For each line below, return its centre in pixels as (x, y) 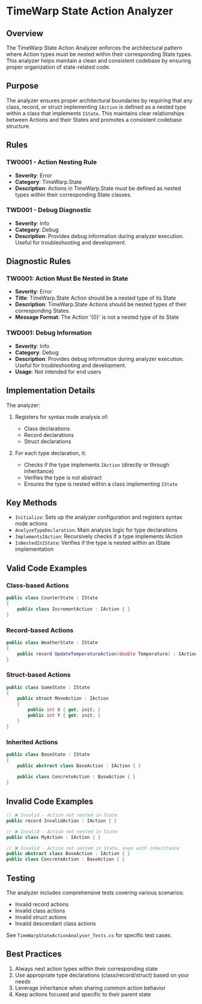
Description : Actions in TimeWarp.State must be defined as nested (98, 188)
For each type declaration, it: (50, 453)
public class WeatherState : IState (52, 642)
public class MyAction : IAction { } (54, 837)
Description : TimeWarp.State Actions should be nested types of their (101, 304)
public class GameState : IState (48, 687)
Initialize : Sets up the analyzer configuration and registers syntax (99, 517)
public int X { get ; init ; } (64, 710)
